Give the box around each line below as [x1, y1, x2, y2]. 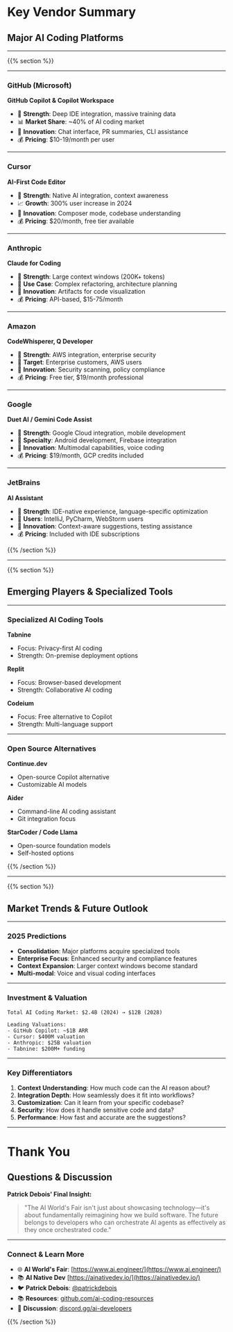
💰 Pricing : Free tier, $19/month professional [17, 373, 144, 382]
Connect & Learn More [7, 1249, 85, 1259]
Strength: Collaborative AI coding [17, 685, 112, 694]
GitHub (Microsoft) [7, 81, 72, 90]
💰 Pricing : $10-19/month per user [17, 135, 115, 144]
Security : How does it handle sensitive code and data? [17, 1106, 175, 1114]
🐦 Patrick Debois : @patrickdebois [17, 1284, 118, 1292]
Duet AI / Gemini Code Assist [7, 415, 92, 424]
